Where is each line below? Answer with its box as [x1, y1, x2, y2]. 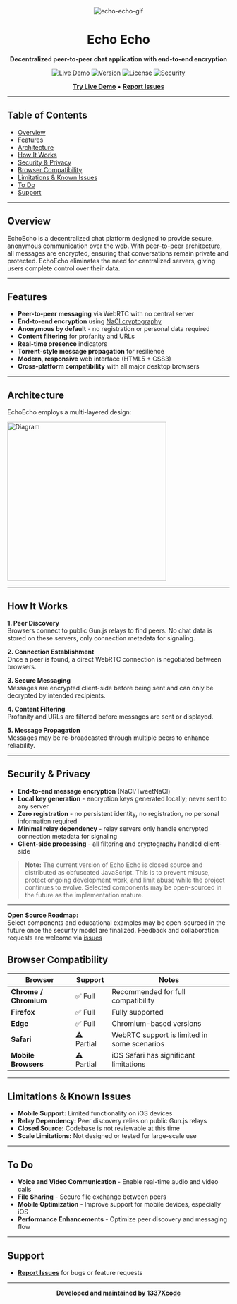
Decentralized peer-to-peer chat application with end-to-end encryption [9, 54, 228, 63]
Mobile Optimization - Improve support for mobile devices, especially [17, 1200, 221, 1209]
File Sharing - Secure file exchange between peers [17, 1192, 167, 1201]
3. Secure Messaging [7, 676, 71, 684]
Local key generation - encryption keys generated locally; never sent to [17, 794, 227, 803]
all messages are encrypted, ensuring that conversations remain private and [7, 249, 229, 257]
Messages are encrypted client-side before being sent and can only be [7, 684, 214, 692]
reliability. [7, 741, 35, 749]
